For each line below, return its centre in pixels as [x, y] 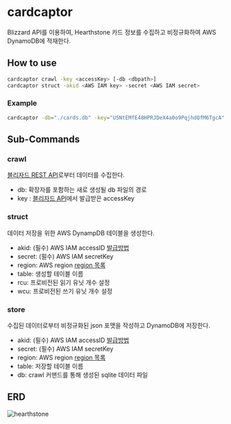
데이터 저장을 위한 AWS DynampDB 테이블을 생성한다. [81, 232]
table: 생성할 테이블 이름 [50, 273]
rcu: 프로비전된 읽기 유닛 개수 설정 [63, 282]
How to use [32, 63]
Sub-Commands [43, 139]
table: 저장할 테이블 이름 [50, 366]
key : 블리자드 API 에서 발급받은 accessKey [76, 198]
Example [22, 103]
